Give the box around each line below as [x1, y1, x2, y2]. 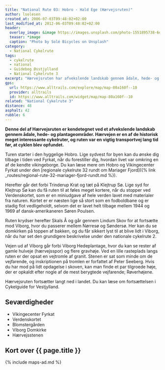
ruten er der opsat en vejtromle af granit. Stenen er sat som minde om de [5, 253, 153, 259]
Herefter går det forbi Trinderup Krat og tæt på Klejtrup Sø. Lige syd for [5, 182, 149, 188]
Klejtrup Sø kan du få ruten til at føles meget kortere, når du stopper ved [5, 187, 151, 193]
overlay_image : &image [9, 30, 56, 35]
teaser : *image [9, 35, 41, 40]
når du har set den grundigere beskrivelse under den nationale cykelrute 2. [5, 233, 157, 239]
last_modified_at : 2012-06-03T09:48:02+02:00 [5, 21, 100, 26]
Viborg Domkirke [12, 327, 47, 333]
